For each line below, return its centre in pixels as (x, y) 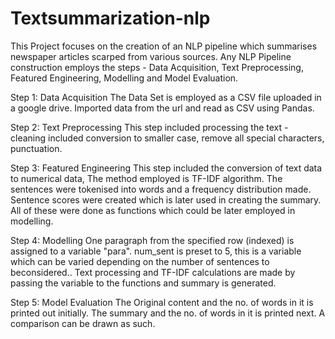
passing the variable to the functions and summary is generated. (143, 283)
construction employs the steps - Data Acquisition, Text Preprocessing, (157, 67)
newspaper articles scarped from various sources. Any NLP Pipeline (151, 56)
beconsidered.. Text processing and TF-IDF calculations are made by (153, 272)
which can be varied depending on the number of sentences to (140, 261)
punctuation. (36, 148)
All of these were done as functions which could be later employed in (153, 210)
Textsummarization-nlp (110, 18)
